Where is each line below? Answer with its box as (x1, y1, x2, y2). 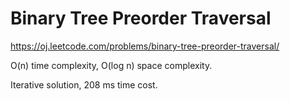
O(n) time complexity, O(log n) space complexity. (10, 59, 213, 71)
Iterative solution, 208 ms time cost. (10, 78, 158, 91)
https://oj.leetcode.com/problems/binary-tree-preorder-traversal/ (10, 40, 280, 52)
